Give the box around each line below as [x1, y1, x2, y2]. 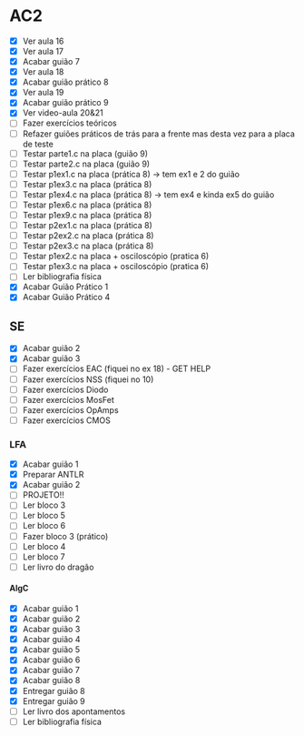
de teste [22, 138, 54, 149]
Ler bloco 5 [22, 510, 66, 521]
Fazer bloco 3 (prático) [22, 530, 109, 541]
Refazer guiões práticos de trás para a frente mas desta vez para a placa [22, 128, 295, 139]
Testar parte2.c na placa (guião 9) [22, 158, 151, 169]
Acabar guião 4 [22, 634, 81, 645]
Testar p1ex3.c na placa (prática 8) [22, 178, 152, 189]
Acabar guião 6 [22, 654, 81, 665]
